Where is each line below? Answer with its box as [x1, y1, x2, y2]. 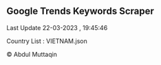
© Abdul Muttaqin [6, 50, 58, 58]
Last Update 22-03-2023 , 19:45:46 [6, 23, 108, 31]
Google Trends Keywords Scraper [6, 5, 154, 17]
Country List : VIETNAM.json [6, 37, 87, 45]
